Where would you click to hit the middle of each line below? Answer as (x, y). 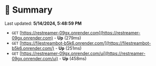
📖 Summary (29, 10)
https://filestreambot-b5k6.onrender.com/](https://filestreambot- (86, 43)
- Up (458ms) (73, 58)
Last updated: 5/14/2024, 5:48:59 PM (43, 23)
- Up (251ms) (68, 48)
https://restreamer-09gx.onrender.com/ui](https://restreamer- (83, 53)
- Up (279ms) (68, 38)
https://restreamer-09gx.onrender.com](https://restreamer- (81, 33)
